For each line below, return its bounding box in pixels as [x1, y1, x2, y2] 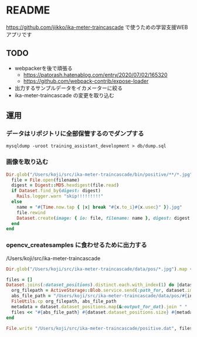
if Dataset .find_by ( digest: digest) [11, 188, 101, 194]
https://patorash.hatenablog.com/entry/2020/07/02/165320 [23, 71, 168, 78]
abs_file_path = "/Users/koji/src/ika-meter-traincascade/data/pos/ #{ [11, 293, 188, 299]
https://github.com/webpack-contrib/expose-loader [23, 77, 149, 84]
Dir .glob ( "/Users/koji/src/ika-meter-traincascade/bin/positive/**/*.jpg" [6, 171, 193, 178]
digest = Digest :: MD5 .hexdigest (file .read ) [11, 182, 119, 188]
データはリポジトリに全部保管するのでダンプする [6, 130, 144, 138]
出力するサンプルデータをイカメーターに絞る [14, 84, 123, 91]
